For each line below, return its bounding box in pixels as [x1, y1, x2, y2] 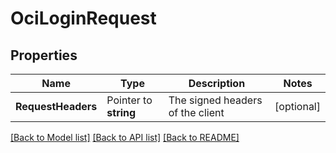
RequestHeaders [15, 100, 98, 113]
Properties [10, 47, 78, 64]
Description [188, 77, 246, 90]
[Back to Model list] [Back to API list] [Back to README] [10, 132, 240, 143]
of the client [168, 106, 225, 119]
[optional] [274, 100, 321, 113]
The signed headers [168, 93, 263, 107]
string [106, 106, 137, 119]
